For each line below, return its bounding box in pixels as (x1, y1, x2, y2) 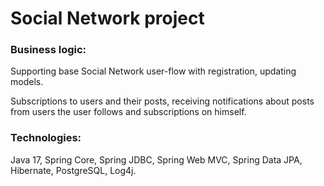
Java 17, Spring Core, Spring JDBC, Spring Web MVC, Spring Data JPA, (10, 153, 303, 166)
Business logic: (10, 43, 87, 57)
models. (10, 76, 44, 88)
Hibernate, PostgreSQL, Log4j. (10, 164, 137, 176)
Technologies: (10, 131, 82, 145)
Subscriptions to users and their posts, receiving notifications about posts (10, 95, 315, 107)
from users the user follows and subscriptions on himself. (10, 106, 247, 118)
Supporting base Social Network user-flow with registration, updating (10, 65, 297, 77)
